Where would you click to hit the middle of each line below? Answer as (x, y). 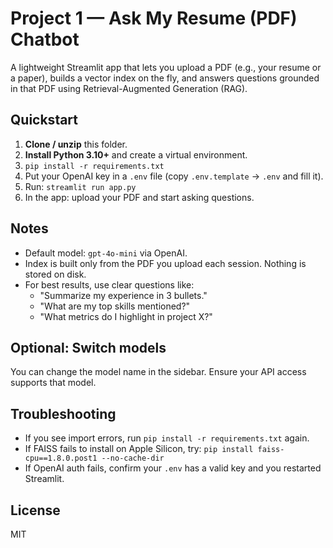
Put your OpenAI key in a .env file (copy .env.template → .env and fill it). (174, 176)
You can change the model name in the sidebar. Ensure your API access (158, 372)
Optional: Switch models (88, 347)
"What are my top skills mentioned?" (115, 306)
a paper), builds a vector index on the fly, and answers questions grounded (165, 78)
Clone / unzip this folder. (76, 144)
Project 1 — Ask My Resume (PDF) (154, 18)
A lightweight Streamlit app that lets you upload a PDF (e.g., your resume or (166, 67)
